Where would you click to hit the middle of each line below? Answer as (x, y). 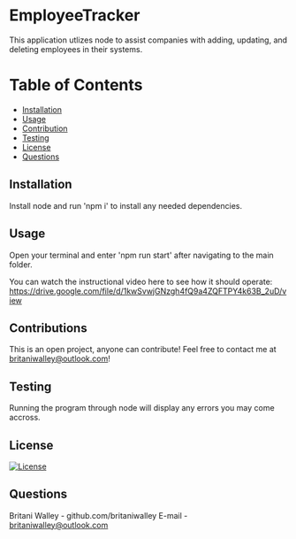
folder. (21, 264)
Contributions (48, 328)
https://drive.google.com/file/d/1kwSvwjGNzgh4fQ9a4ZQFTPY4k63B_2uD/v (148, 291)
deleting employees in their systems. (76, 49)
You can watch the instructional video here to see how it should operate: (141, 281)
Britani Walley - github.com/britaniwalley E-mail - (99, 515)
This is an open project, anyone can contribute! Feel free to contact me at (143, 350)
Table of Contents (76, 85)
